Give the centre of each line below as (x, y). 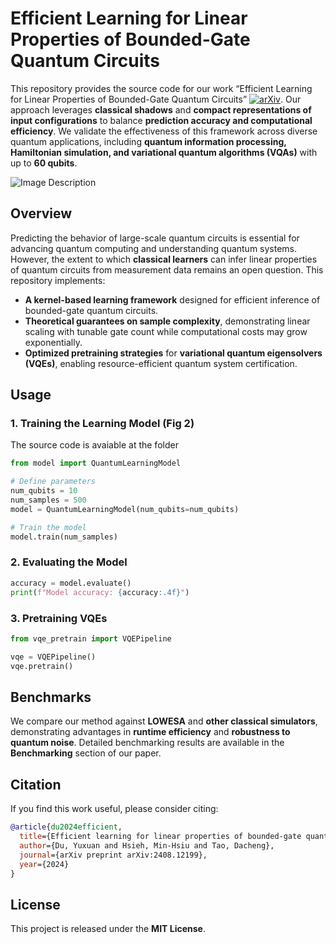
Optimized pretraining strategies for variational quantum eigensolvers (173, 353)
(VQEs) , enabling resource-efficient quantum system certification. (161, 363)
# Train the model (48, 527)
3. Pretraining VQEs (59, 618)
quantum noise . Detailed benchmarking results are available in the (147, 743)
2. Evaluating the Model (69, 562)
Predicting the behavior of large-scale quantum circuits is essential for (155, 238)
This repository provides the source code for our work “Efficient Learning (161, 88)
